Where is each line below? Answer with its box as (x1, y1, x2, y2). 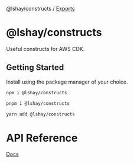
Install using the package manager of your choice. (6, 78, 128, 85)
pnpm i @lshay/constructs (6, 100, 70, 106)
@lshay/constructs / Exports (6, 5, 75, 12)
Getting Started (6, 62, 64, 73)
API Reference (6, 131, 78, 145)
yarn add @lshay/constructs (6, 111, 76, 117)
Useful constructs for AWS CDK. (6, 45, 85, 52)
